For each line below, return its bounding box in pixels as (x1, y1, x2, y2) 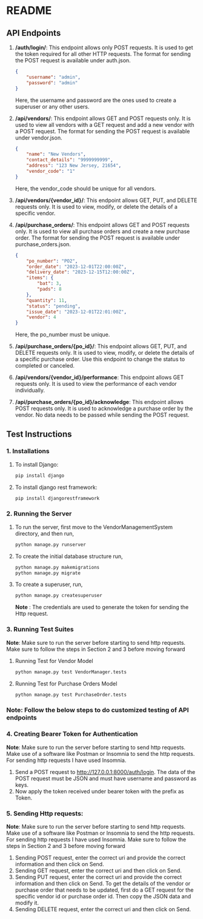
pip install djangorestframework (15, 495, 100, 501)
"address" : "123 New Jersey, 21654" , (26, 163, 122, 169)
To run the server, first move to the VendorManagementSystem (15, 523, 173, 531)
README (6, 4, 52, 18)
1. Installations (6, 447, 50, 456)
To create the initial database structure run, (15, 553, 123, 560)
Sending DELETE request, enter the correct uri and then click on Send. (15, 905, 191, 913)
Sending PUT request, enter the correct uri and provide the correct (15, 873, 182, 880)
